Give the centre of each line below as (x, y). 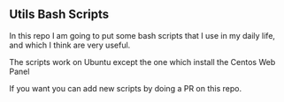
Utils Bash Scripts (59, 15)
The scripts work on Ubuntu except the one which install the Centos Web (142, 62)
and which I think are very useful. (70, 45)
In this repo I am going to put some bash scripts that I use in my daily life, (142, 35)
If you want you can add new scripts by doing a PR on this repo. (125, 88)
